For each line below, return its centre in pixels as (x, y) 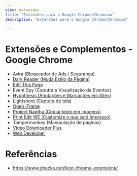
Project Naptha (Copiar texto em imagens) (57, 112)
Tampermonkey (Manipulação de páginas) (57, 123)
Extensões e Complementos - (69, 49)
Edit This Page (28, 85)
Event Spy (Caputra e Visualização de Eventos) (62, 90)
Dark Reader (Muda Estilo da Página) (51, 79)
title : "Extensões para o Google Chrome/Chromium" (60, 15)
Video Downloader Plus (37, 128)
